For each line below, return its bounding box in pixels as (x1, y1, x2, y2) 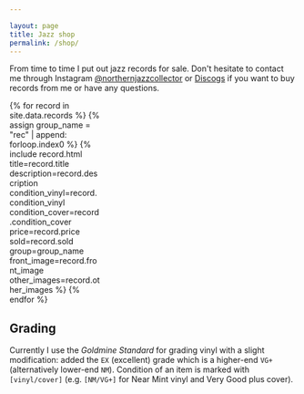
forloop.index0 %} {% (9, 139, 92, 150)
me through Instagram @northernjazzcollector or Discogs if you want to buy (9, 73, 296, 84)
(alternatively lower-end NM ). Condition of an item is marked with (9, 364, 250, 375)
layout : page (9, 21, 59, 30)
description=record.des (9, 168, 98, 179)
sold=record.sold (9, 236, 74, 247)
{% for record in (9, 100, 70, 111)
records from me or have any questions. (9, 83, 160, 94)
